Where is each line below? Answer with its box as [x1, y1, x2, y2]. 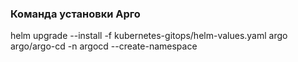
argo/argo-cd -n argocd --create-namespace [10, 40, 198, 52]
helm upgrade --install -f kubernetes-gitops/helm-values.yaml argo [10, 30, 288, 42]
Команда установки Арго [10, 7, 141, 21]
